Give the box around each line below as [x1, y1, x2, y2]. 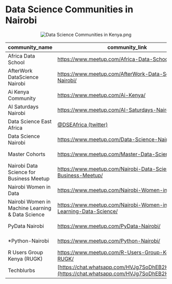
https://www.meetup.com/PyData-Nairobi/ [57, 222, 161, 230]
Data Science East [8, 118, 52, 125]
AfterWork [8, 67, 33, 74]
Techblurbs [8, 267, 35, 274]
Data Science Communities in [5, 4, 134, 15]
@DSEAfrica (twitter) [57, 121, 108, 128]
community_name [8, 44, 53, 51]
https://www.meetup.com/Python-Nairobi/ [57, 237, 160, 244]
